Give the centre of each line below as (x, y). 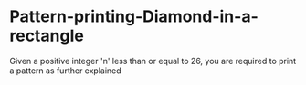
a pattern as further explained (65, 71)
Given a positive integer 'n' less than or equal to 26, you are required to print (153, 61)
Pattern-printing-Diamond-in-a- (134, 17)
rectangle (47, 36)
